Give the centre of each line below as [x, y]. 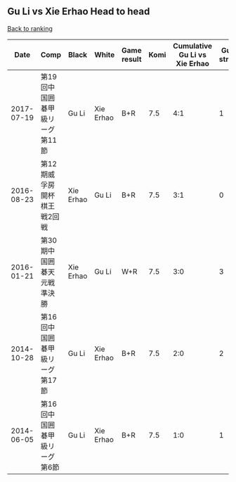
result [132, 59]
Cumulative [193, 46]
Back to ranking [30, 28]
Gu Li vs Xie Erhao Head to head [79, 12]
